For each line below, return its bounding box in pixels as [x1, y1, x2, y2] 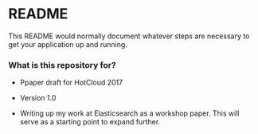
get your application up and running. [8, 39, 127, 49]
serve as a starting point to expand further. [19, 117, 161, 127]
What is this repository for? [8, 59, 117, 70]
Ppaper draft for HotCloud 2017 [19, 77, 123, 88]
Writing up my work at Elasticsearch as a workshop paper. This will [19, 108, 240, 118]
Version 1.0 [19, 93, 57, 103]
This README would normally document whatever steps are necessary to [8, 31, 250, 41]
